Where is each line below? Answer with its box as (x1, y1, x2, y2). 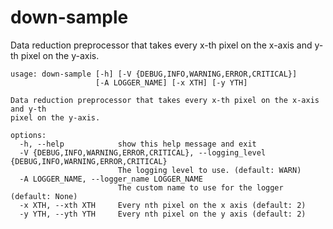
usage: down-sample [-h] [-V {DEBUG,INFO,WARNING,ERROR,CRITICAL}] (10, 69, 298, 79)
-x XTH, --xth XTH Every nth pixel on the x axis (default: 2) (19, 200, 307, 210)
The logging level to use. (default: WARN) (117, 165, 302, 175)
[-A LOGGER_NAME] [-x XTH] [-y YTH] (95, 77, 248, 88)
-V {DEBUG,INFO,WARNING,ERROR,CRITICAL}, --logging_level (19, 147, 267, 158)
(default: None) (10, 191, 78, 201)
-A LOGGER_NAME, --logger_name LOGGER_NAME (19, 174, 203, 184)
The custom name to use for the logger (117, 182, 284, 193)
